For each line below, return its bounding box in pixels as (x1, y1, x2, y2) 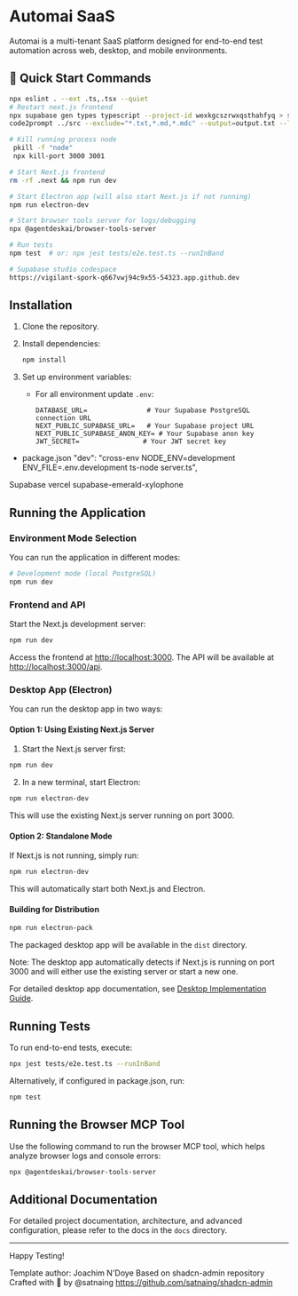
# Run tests (9, 241, 53, 250)
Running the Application (9, 505, 146, 521)
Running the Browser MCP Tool (9, 1117, 184, 1133)
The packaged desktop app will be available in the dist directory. (9, 940, 248, 950)
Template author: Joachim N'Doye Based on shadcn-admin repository (9, 1268, 265, 1278)
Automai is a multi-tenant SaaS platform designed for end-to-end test (9, 36, 263, 46)
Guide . (9, 993, 34, 1004)
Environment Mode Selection (9, 531, 137, 544)
